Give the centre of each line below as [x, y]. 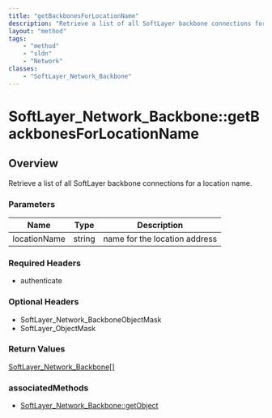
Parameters [32, 204]
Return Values [37, 349]
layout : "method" [38, 31]
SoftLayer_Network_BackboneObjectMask [91, 319]
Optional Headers [44, 302]
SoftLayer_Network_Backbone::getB [134, 116]
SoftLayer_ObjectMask [57, 328]
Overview [34, 164]
